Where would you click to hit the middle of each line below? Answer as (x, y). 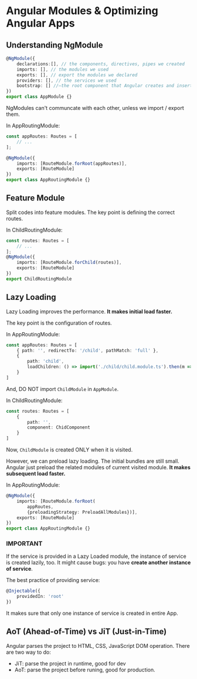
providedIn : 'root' (40, 597)
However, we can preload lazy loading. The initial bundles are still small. (93, 461)
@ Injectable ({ (23, 591)
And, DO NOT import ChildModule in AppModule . (62, 389)
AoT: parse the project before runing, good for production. (85, 670)
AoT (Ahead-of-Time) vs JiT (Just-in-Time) (86, 632)
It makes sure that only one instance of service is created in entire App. (92, 613)
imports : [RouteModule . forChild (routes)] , (69, 263)
